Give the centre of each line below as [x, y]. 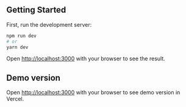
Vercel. [15, 99]
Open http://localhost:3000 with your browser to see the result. [86, 59]
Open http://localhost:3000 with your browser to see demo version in [93, 92]
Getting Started [36, 10]
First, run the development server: [49, 24]
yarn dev [17, 47]
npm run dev [21, 36]
